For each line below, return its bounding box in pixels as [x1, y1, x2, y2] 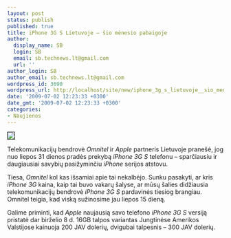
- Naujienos [7, 112, 41, 119]
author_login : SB [7, 67, 57, 74]
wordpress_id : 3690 [7, 80, 63, 87]
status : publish [7, 17, 54, 23]
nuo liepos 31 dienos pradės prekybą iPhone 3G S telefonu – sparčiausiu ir [7, 152, 218, 160]
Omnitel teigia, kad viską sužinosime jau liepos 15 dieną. [7, 195, 166, 203]
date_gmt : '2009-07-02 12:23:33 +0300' [7, 100, 122, 107]
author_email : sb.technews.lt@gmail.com [7, 74, 125, 81]
